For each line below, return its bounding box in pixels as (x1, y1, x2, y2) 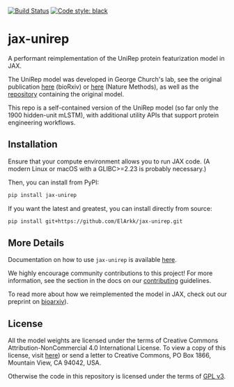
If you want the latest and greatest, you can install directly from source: (8, 204, 212, 212)
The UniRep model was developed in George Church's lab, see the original (8, 75, 222, 83)
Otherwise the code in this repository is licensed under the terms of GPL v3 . (8, 372, 226, 381)
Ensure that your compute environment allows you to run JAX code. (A (8, 157, 210, 166)
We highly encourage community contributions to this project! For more (8, 269, 213, 277)
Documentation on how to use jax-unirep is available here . (8, 256, 177, 264)
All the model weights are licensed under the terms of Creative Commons (8, 336, 219, 345)
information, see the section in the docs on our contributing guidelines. (8, 277, 212, 285)
